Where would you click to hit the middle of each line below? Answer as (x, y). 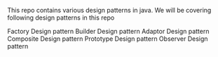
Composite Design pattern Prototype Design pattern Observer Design (108, 39)
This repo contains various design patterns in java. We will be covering (109, 10)
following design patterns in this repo (61, 18)
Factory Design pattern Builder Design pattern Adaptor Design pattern (108, 31)
